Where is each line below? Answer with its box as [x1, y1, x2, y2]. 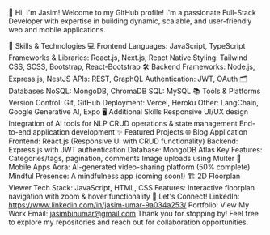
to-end [8, 127, 32, 137]
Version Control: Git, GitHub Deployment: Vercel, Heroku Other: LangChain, [8, 98, 259, 107]
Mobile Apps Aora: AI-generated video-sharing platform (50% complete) [8, 162, 251, 172]
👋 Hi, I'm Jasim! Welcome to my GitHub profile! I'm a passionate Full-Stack [8, 8, 256, 17]
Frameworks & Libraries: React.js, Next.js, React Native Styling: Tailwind [8, 53, 248, 62]
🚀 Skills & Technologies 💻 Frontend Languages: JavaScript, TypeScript [8, 41, 246, 50]
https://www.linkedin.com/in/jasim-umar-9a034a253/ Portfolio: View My [8, 200, 250, 210]
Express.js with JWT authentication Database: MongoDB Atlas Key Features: [8, 145, 263, 154]
